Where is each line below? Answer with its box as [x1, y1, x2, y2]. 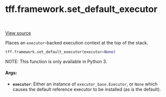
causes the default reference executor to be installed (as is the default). [12, 86, 161, 92]
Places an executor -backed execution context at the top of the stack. [5, 39, 148, 45]
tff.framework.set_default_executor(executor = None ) [5, 49, 116, 54]
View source [5, 30, 31, 36]
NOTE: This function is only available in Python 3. [5, 58, 107, 64]
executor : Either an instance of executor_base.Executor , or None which [12, 81, 157, 87]
